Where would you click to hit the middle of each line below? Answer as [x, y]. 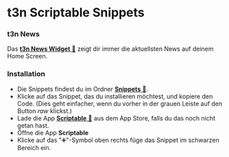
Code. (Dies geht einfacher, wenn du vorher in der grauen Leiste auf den [120, 104]
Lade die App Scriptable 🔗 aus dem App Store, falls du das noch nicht [116, 118]
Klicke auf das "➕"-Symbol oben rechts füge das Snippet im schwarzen [118, 140]
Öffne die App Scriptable [53, 132]
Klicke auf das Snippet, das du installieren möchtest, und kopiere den [115, 96]
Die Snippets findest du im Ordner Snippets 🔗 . [83, 89]
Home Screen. [27, 56]
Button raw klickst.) [45, 110]
